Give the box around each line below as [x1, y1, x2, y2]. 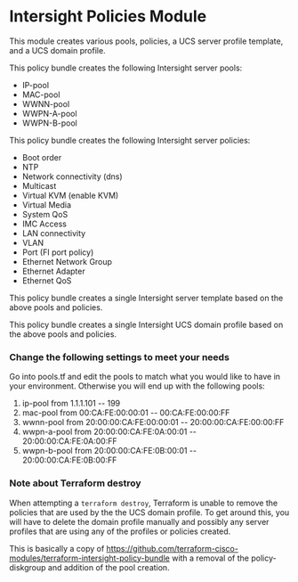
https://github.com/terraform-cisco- [106, 543, 238, 553]
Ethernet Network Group [21, 256, 113, 266]
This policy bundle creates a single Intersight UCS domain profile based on [9, 319, 284, 330]
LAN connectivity [21, 227, 86, 238]
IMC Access [21, 218, 67, 229]
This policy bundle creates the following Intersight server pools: [9, 62, 243, 73]
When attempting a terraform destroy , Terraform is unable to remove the [9, 497, 278, 508]
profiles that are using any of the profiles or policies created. [9, 526, 231, 537]
